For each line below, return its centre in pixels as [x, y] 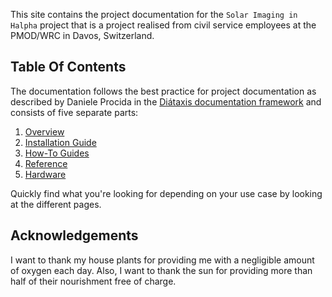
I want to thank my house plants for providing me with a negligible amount [162, 260]
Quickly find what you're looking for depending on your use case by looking [166, 193]
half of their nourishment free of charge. [93, 281]
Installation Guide [60, 142]
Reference [46, 163]
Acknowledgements [74, 235]
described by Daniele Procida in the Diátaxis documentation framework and [166, 101]
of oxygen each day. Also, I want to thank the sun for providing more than [161, 270]
